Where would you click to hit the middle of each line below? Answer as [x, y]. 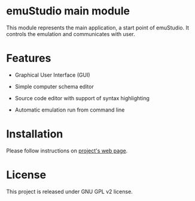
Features [29, 58]
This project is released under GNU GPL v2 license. [69, 191]
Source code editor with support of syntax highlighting [82, 98]
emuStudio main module [68, 11]
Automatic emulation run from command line [70, 110]
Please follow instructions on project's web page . [67, 151]
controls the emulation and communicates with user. [71, 34]
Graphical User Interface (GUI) [53, 75]
